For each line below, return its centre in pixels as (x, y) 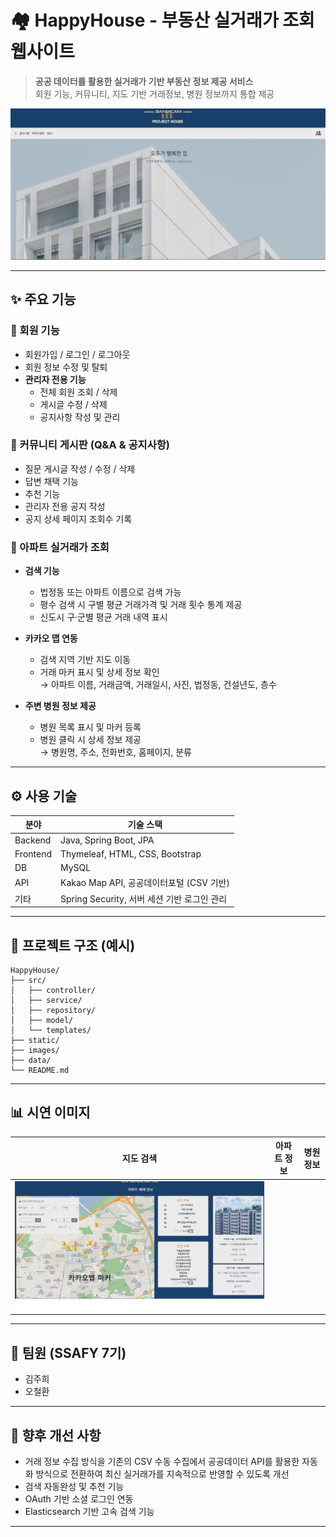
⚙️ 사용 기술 (44, 796)
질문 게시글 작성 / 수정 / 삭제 (80, 468)
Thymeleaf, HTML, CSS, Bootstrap (131, 853)
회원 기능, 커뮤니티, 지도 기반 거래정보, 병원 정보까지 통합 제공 (154, 93)
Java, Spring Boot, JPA (107, 840)
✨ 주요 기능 (43, 299)
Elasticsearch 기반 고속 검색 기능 (89, 1511)
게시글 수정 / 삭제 (73, 404)
